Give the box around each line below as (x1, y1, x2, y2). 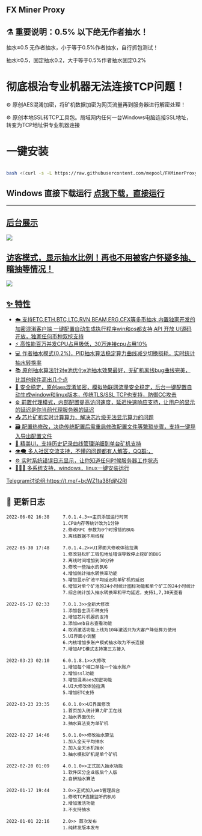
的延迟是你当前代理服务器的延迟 (14, 406, 94, 413)
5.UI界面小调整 (63, 633, 96, 640)
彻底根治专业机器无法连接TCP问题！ (6, 80, 186, 94)
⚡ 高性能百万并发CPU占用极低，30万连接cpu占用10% (14, 340, 148, 348)
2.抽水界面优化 (63, 714, 96, 720)
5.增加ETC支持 (63, 690, 94, 696)
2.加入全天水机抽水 (63, 745, 104, 751)
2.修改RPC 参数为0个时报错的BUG (63, 527, 135, 533)
